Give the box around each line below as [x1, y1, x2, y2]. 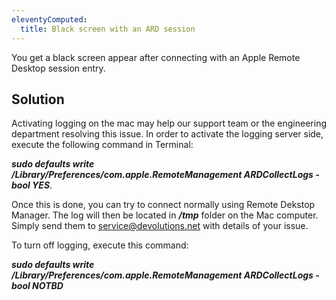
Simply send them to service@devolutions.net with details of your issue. [11, 220, 309, 232]
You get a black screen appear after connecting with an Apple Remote [11, 51, 301, 63]
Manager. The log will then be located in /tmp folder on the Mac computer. [11, 209, 319, 221]
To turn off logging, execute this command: [11, 239, 189, 251]
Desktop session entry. [11, 62, 106, 74]
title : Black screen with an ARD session [20, 24, 196, 34]
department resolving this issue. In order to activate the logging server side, [11, 128, 324, 140]
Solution [11, 91, 65, 108]
